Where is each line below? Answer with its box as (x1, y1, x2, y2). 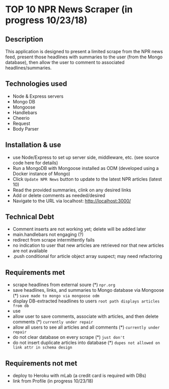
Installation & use (5, 141, 62, 149)
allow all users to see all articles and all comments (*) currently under (12, 324, 160, 331)
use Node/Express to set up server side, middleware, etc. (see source (12, 154, 159, 160)
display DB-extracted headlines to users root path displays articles (12, 298, 160, 304)
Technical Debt (5, 212, 54, 221)
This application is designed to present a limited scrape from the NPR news (5, 49, 163, 54)
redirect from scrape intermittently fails (12, 237, 95, 243)
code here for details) (12, 160, 59, 166)
